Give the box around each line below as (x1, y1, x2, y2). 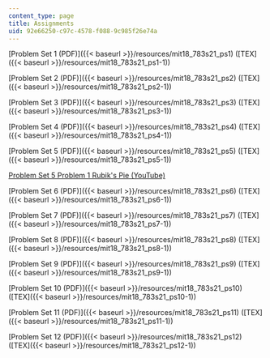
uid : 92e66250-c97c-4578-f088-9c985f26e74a (8, 27, 158, 35)
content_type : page (8, 11, 75, 20)
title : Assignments (8, 19, 75, 28)
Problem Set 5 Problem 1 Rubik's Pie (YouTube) (8, 171, 166, 181)
